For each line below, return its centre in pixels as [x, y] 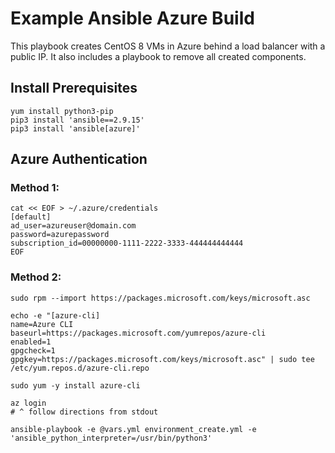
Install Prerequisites [74, 88]
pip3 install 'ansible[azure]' [75, 128]
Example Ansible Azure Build [132, 18]
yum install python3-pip [62, 111]
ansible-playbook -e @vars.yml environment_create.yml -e [133, 429]
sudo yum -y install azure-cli [75, 385]
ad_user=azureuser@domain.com [73, 226]
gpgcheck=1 [33, 350]
